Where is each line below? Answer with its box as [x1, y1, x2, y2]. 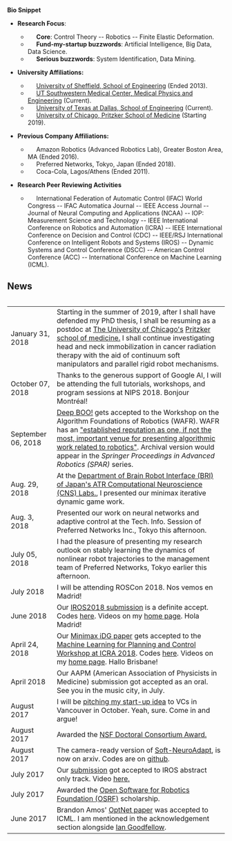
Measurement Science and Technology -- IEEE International [27, 216, 198, 224]
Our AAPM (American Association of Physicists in [56, 668, 217, 678]
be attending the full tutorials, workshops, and [56, 379, 206, 389]
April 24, [10, 639, 39, 649]
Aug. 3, [10, 512, 35, 522]
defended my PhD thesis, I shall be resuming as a [56, 315, 216, 325]
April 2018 [10, 677, 46, 687]
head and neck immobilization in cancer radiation [56, 342, 216, 351]
